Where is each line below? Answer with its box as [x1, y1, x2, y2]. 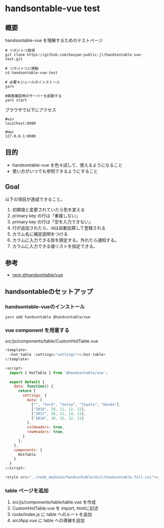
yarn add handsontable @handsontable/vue [5, 315, 91, 320]
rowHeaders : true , [26, 429, 64, 434]
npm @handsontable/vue [12, 272, 63, 278]
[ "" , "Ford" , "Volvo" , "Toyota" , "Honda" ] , [31, 402, 121, 407]
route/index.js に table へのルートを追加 [12, 511, 92, 517]
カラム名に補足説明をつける [12, 231, 68, 237]
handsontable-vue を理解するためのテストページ [5, 38, 103, 43]
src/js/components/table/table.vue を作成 [12, 499, 96, 505]
